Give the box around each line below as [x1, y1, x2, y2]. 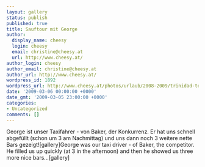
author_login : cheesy [6, 60, 62, 66]
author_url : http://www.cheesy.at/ [6, 72, 97, 78]
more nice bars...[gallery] [6, 154, 70, 161]
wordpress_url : [6, 83, 45, 89]
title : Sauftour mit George [6, 26, 78, 32]
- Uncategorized [6, 105, 48, 112]
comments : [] [6, 111, 40, 117]
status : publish [6, 15, 48, 21]
